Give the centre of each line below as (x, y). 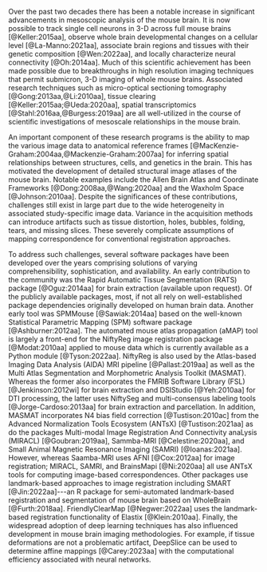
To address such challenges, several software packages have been (119, 254)
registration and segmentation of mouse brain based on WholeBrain (120, 500)
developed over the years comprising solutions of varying (103, 263)
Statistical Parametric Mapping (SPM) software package (100, 322)
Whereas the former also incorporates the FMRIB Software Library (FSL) (127, 381)
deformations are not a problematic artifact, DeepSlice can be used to (123, 542)
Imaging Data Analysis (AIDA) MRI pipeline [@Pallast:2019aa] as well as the (132, 365)
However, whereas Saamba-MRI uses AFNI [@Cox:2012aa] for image (122, 458)
